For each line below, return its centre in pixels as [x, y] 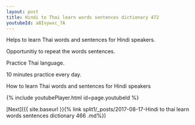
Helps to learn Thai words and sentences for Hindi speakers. [81, 40]
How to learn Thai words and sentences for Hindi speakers [79, 86]
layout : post [22, 12]
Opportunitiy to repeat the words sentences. [61, 51]
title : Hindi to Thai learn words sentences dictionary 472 [83, 17]
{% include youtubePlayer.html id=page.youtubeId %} [73, 98]
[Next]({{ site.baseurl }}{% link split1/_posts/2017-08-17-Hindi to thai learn [98, 109]
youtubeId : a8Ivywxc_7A [36, 23]
